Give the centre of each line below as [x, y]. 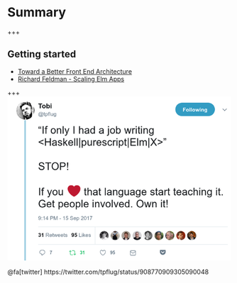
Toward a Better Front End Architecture [75, 71]
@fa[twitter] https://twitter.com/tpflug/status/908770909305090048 [108, 272]
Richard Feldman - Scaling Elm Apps [71, 79]
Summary [37, 12]
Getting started [42, 54]
